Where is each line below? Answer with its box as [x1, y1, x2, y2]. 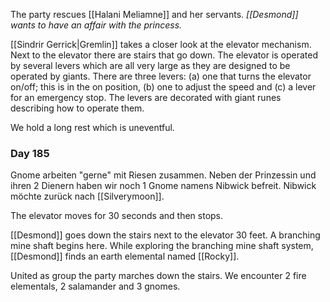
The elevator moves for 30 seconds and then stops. [10, 210, 224, 222]
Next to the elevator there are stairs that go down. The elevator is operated [10, 49, 319, 61]
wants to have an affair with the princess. [10, 19, 183, 31]
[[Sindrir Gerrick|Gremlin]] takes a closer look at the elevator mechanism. [10, 39, 312, 50]
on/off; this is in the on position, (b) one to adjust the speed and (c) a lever [10, 81, 317, 93]
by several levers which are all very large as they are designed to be [10, 60, 291, 71]
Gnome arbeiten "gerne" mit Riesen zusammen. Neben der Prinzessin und [10, 169, 317, 181]
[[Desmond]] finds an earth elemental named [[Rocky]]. [10, 250, 240, 263]
